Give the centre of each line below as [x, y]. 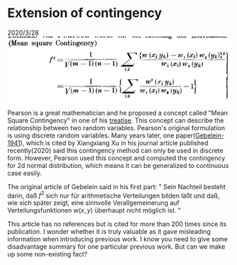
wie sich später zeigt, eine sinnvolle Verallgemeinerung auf [93, 203]
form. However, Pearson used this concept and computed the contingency [116, 158]
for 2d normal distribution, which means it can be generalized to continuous [118, 165]
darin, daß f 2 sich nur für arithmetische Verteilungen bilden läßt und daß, [114, 195]
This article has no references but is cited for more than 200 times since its [117, 224]
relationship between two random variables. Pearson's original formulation [116, 128]
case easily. [25, 173]
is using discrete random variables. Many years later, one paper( [101, 135]
